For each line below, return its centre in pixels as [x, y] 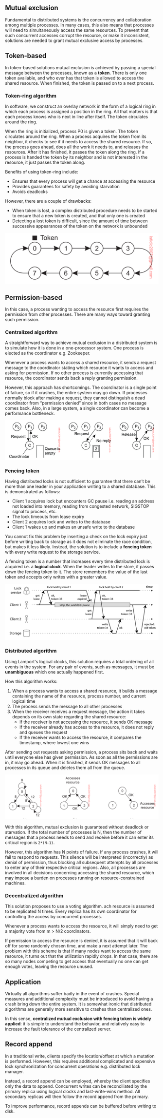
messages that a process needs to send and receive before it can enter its [80, 837]
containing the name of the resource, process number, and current [79, 696]
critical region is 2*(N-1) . [30, 842]
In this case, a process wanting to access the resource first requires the [77, 309]
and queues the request [43, 732]
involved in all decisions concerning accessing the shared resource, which [80, 872]
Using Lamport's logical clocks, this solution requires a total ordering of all [80, 661]
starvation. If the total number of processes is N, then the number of [73, 832]
